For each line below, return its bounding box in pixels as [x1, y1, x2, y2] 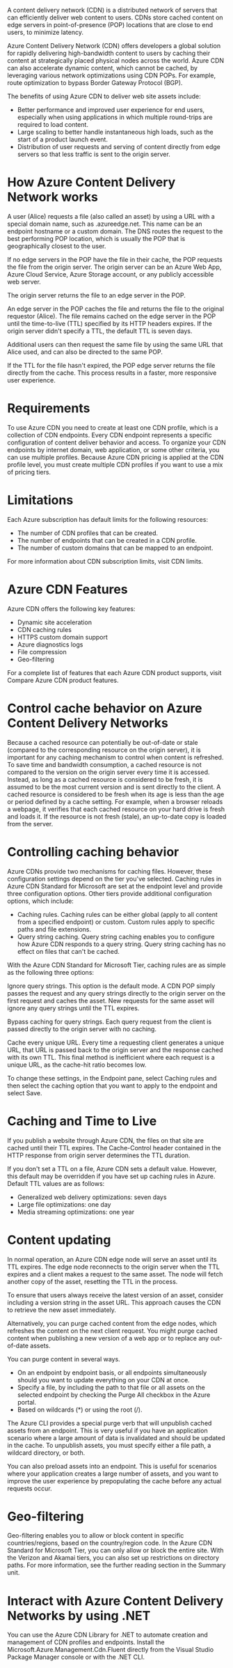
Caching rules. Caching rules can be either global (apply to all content [17, 910, 218, 918]
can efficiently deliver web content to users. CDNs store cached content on [7, 13, 224, 22]
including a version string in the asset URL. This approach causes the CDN [7, 1298, 221, 1306]
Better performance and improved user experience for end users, [17, 106, 205, 114]
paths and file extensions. [17, 925, 92, 933]
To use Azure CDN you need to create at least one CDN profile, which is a [7, 423, 218, 431]
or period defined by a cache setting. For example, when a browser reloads [7, 797, 223, 805]
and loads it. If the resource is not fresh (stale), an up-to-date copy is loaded [7, 812, 227, 821]
